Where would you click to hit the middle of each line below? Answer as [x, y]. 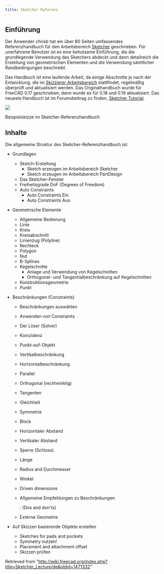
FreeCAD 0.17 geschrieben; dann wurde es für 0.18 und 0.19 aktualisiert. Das [82, 93]
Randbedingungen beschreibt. [36, 68]
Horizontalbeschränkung [45, 364]
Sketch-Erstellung [38, 164]
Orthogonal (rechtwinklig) [46, 383]
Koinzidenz [31, 336]
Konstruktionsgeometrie [44, 282]
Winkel [26, 479]
